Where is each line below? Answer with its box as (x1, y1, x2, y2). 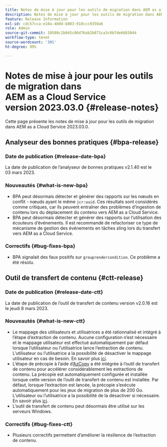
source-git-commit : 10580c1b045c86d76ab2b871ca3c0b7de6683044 (5, 30, 137, 35)
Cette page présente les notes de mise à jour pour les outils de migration (5, 118, 154, 124)
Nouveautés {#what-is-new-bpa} (5, 182, 88, 189)
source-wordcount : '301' (5, 40, 57, 45)
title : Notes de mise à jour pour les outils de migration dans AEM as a (5, 7, 162, 12)
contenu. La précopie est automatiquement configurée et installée (12, 371, 148, 377)
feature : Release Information (5, 16, 68, 21)
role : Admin (5, 26, 30, 31)
